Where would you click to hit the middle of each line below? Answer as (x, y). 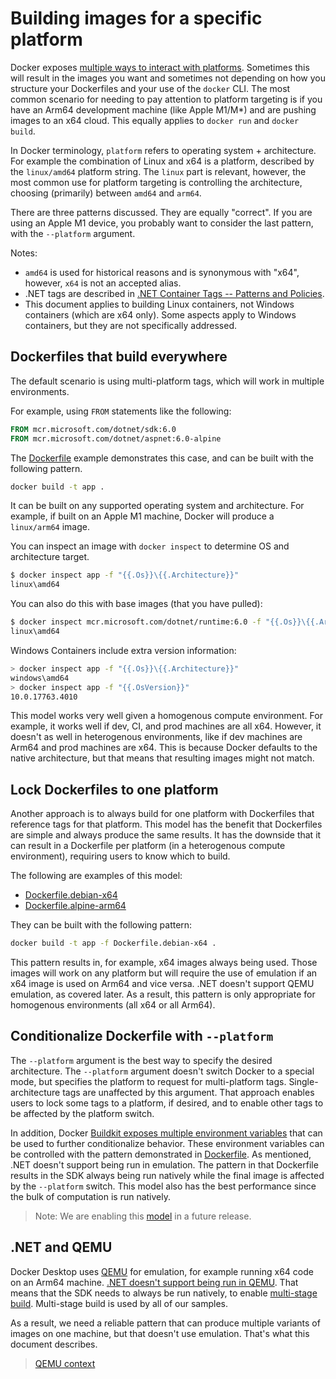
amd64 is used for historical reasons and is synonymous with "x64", (162, 272)
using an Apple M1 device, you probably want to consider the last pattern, (162, 223)
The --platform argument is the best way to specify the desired (141, 1060)
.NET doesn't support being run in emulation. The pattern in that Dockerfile (164, 1164)
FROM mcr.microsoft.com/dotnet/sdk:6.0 (93, 429)
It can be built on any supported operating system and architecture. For (157, 506)
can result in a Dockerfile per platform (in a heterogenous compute (148, 846)
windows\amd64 (40, 678)
